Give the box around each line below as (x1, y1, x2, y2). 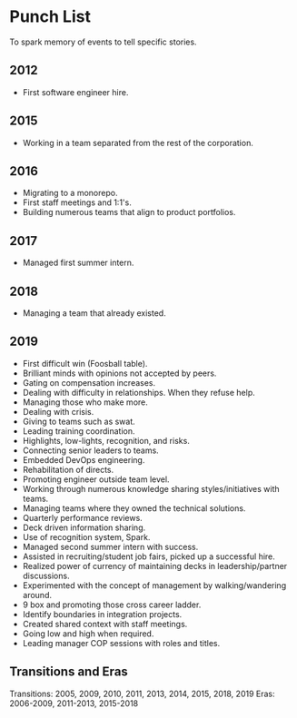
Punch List (9, 6, 91, 27)
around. (22, 589, 53, 600)
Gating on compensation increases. (22, 377, 156, 388)
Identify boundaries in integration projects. (22, 608, 183, 619)
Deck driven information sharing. (22, 522, 146, 533)
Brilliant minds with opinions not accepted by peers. (22, 368, 217, 379)
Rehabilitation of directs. (22, 464, 114, 475)
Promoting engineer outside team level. (22, 474, 170, 485)
